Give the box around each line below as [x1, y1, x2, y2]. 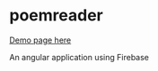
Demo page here [9, 35, 72, 45]
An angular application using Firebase [9, 51, 150, 62]
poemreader [9, 5, 103, 26]
